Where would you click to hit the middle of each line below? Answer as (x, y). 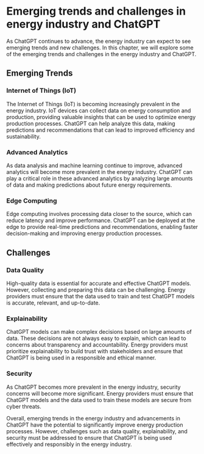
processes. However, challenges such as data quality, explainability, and (97, 431)
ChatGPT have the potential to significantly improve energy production (95, 425)
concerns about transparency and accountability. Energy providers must (97, 345)
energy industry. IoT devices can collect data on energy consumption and (99, 110)
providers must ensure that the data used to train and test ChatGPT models (100, 296)
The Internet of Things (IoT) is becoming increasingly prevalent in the (93, 104)
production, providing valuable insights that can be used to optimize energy (101, 117)
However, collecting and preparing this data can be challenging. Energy (96, 290)
